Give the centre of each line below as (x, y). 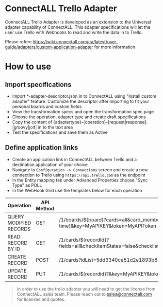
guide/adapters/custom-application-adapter (49, 47)
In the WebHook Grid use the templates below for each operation (77, 190)
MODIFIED (19, 223)
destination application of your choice (50, 164)
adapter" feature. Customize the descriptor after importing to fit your (81, 101)
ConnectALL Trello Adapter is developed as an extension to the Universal (78, 22)
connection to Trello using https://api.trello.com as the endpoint (79, 175)
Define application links (41, 148)
